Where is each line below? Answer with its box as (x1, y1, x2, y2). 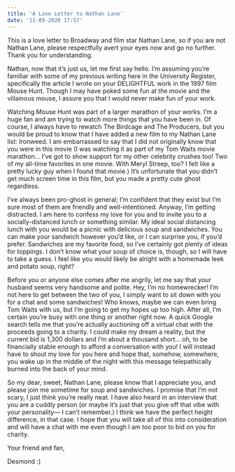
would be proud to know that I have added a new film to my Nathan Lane (7, 130, 217, 138)
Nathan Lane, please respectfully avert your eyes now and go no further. (7, 43, 217, 52)
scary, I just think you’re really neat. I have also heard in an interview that (7, 392, 217, 401)
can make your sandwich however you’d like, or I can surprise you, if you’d (7, 232, 222, 241)
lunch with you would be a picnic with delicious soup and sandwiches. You (7, 225, 222, 233)
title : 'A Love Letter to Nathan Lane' (7, 10, 124, 17)
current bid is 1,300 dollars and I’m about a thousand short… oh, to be (7, 334, 208, 343)
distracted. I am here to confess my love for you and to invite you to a (7, 210, 207, 219)
